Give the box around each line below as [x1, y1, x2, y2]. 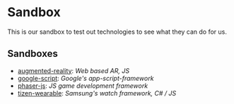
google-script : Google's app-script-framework [17, 74, 154, 82]
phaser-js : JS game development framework [17, 82, 148, 90]
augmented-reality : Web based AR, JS [17, 66, 129, 74]
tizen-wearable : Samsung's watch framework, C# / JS [17, 89, 177, 97]
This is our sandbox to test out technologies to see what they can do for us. [7, 27, 228, 36]
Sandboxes [7, 48, 58, 60]
